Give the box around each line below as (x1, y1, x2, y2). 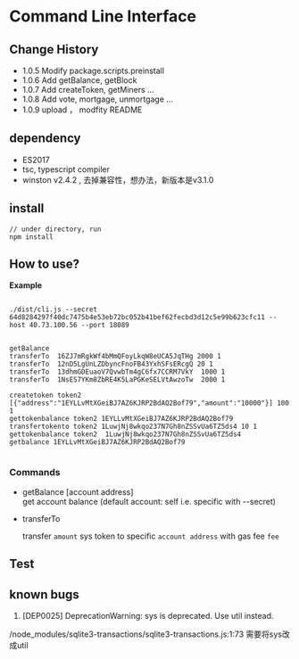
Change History (9, 42, 99, 57)
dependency (9, 131, 82, 146)
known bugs (9, 587, 80, 602)
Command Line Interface (9, 6, 197, 27)
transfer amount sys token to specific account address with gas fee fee (21, 531, 279, 541)
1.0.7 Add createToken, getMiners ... (21, 85, 154, 95)
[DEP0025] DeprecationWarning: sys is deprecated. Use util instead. (21, 610, 274, 621)
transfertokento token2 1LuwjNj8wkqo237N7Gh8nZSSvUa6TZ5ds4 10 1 (9, 422, 257, 432)
